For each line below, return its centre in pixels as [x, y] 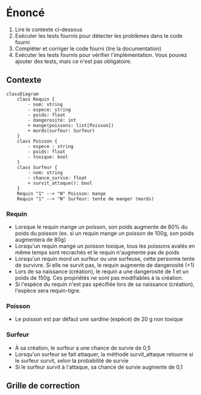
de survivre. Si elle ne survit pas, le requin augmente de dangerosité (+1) [105, 265]
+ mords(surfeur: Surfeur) [61, 131]
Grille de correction [43, 386]
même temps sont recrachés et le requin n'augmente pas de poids [97, 252]
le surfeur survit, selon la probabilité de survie [72, 360]
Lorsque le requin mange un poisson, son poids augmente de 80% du [101, 227]
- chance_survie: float [57, 178]
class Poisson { [37, 141]
